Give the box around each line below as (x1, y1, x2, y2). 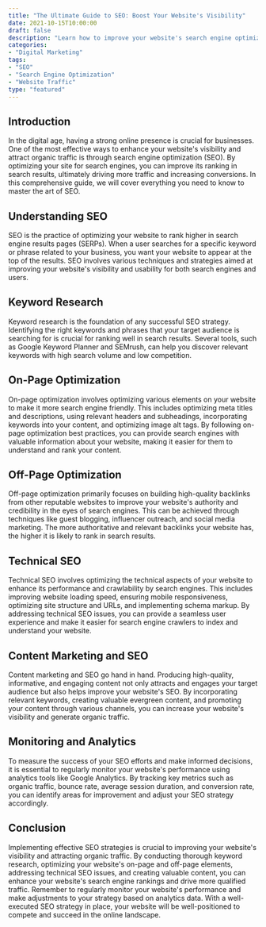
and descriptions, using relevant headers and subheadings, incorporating (8, 411, 248, 421)
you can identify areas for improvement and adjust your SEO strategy (8, 790, 234, 799)
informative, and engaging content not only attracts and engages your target (8, 679, 258, 688)
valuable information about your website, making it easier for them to (8, 437, 234, 446)
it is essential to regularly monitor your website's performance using (8, 764, 230, 774)
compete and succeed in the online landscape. (8, 910, 161, 919)
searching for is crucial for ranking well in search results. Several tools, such (8, 333, 257, 343)
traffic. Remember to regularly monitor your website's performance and (8, 884, 241, 894)
